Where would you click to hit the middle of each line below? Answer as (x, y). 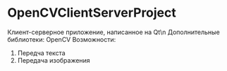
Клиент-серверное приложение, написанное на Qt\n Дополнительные (114, 32)
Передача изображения (54, 60)
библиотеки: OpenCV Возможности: (62, 39)
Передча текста (41, 53)
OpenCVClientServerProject (92, 13)
